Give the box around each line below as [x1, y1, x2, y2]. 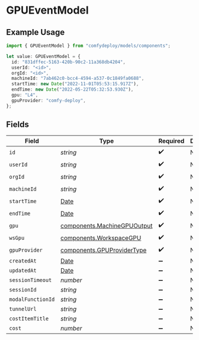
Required [158, 137, 185, 145]
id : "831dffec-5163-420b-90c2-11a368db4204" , [11, 59, 126, 65]
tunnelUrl [9, 306, 37, 313]
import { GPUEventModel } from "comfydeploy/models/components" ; [6, 43, 171, 49]
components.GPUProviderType [60, 246, 147, 254]
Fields [6, 120, 30, 130]
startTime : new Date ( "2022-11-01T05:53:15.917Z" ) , [11, 81, 139, 87]
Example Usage [6, 27, 65, 37]
